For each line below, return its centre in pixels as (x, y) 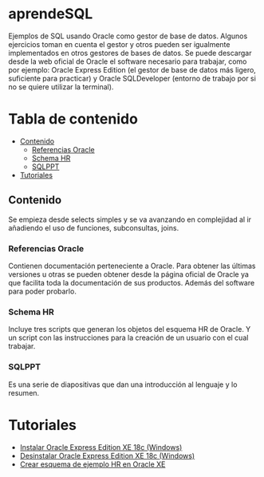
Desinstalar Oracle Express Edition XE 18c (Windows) (107, 455)
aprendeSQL (51, 14)
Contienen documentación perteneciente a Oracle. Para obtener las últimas (132, 266)
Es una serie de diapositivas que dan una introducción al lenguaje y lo (123, 384)
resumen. (24, 392)
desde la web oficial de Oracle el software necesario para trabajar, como (128, 61)
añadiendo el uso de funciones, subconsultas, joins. (94, 227)
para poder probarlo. (43, 291)
